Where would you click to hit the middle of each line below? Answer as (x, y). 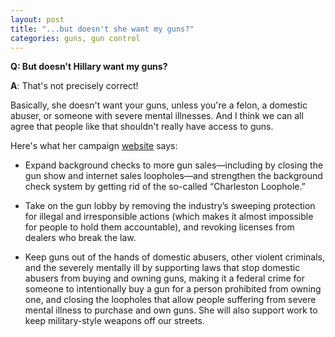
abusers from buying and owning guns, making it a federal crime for (164, 278)
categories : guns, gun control (75, 38)
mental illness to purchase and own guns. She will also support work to (171, 310)
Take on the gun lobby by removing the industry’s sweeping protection (170, 206)
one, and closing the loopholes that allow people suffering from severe (170, 300)
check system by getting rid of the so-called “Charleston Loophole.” (165, 187)
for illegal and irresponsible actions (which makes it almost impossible (169, 217)
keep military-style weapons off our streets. (115, 321)
